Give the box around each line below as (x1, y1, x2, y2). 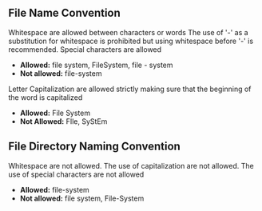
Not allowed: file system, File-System (19, 193, 145, 203)
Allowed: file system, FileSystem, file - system (19, 60, 173, 70)
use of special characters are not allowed (8, 169, 145, 179)
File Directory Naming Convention (8, 140, 181, 153)
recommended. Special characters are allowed (8, 44, 162, 54)
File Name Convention (8, 6, 121, 20)
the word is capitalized (8, 92, 83, 102)
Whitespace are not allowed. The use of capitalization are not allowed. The (8, 161, 254, 170)
